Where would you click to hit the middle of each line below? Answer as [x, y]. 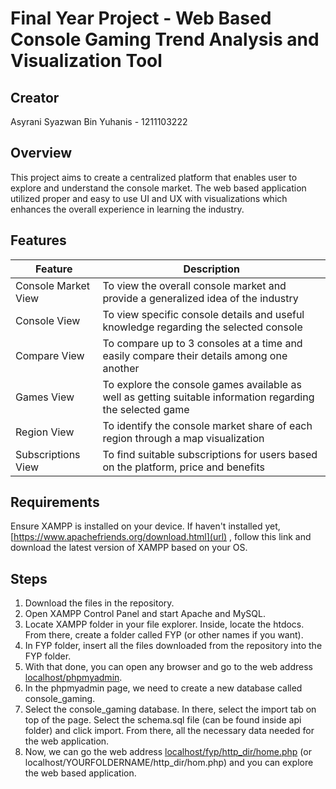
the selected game [146, 409]
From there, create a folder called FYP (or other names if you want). [164, 635]
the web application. [67, 741]
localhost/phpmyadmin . [73, 678]
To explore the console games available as [202, 384]
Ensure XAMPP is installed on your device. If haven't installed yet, [145, 526]
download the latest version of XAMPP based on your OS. [129, 548]
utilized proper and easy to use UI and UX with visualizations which [149, 198]
